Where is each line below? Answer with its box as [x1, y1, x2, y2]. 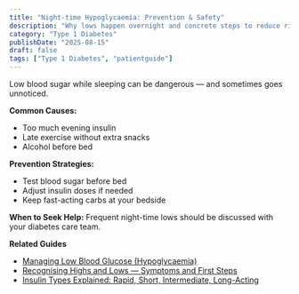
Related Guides [9, 239, 67, 249]
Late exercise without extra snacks [21, 132, 150, 142]
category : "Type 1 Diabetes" [9, 29, 117, 38]
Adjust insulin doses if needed [21, 186, 133, 195]
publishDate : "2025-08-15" [9, 37, 109, 47]
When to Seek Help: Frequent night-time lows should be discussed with [9, 212, 274, 222]
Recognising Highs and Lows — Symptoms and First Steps [21, 266, 238, 275]
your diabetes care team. [9, 221, 101, 232]
